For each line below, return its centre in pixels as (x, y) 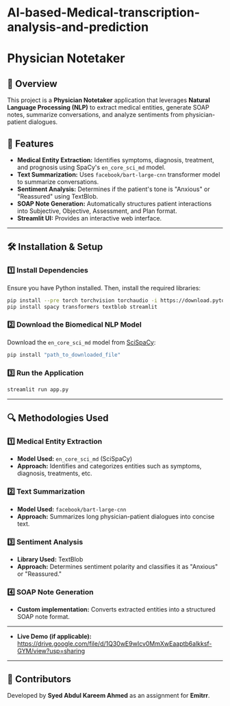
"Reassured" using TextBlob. (57, 196)
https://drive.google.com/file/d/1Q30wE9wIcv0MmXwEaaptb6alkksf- (114, 644)
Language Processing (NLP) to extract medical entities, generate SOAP (108, 108)
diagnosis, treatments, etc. (54, 473)
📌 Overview (32, 84)
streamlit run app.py (38, 389)
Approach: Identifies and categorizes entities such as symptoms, (109, 466)
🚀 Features (30, 143)
